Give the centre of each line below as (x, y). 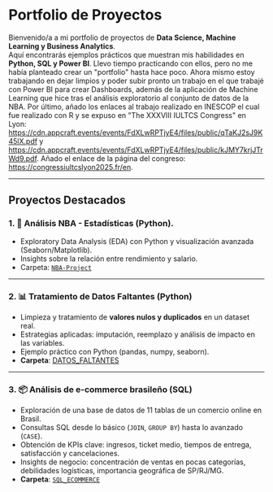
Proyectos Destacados (67, 200)
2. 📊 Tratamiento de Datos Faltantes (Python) (100, 296)
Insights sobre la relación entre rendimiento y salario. (109, 259)
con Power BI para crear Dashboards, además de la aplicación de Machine (133, 89)
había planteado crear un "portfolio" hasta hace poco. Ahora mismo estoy (132, 72)
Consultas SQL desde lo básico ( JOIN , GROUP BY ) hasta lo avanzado (132, 428)
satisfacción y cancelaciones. (70, 454)
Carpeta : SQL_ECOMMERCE (60, 479)
